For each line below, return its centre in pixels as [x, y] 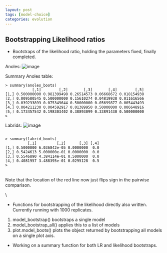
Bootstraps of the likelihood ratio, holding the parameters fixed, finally [84, 52]
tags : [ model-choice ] [28, 15]
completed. [24, 57]
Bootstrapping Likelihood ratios [55, 39]
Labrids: [14, 125]
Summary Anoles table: [29, 76]
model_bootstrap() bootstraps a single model [59, 220]
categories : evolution [29, 19]
